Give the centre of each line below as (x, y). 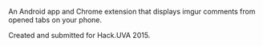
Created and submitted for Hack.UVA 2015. (79, 35)
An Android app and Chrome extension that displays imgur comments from (132, 11)
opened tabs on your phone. (55, 20)
